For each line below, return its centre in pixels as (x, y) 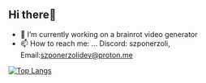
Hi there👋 (32, 15)
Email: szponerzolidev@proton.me (77, 55)
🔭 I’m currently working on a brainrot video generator (109, 34)
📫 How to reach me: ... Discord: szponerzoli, (95, 43)
